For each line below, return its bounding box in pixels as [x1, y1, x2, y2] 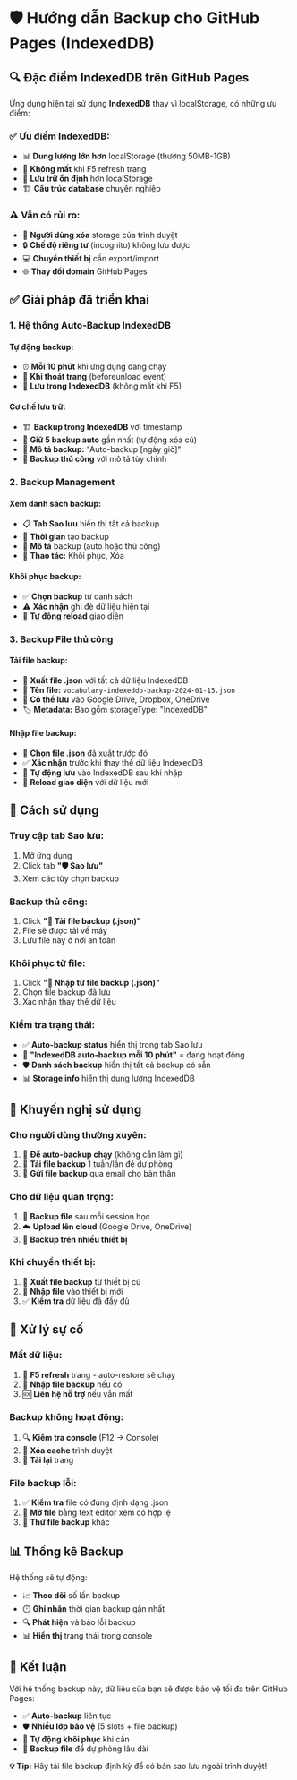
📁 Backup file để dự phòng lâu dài [21, 1743, 149, 1754]
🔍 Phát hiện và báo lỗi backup [21, 1616, 136, 1627]
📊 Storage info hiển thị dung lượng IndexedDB [21, 1073, 195, 1083]
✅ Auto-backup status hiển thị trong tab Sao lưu [21, 1039, 203, 1049]
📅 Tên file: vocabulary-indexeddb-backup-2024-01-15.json [21, 684, 235, 695]
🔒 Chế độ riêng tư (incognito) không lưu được [21, 239, 191, 250]
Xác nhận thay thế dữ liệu [21, 997, 116, 1007]
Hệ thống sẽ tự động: [9, 1571, 88, 1582]
